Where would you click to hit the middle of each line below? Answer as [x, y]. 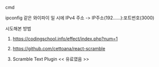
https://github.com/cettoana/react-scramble [59, 48]
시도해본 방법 [18, 28]
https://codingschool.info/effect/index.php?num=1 [65, 39]
